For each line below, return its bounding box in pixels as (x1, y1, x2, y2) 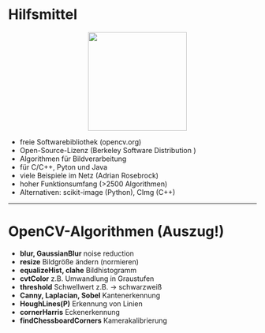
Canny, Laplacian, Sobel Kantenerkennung (19, 290, 161, 300)
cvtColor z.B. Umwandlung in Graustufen (19, 274, 155, 283)
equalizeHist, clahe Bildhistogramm (19, 265, 137, 275)
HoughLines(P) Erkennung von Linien (19, 298, 144, 309)
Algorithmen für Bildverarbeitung (19, 154, 127, 163)
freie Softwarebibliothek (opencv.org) (19, 137, 142, 147)
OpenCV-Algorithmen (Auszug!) (8, 223, 225, 241)
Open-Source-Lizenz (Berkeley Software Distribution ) (19, 145, 196, 155)
